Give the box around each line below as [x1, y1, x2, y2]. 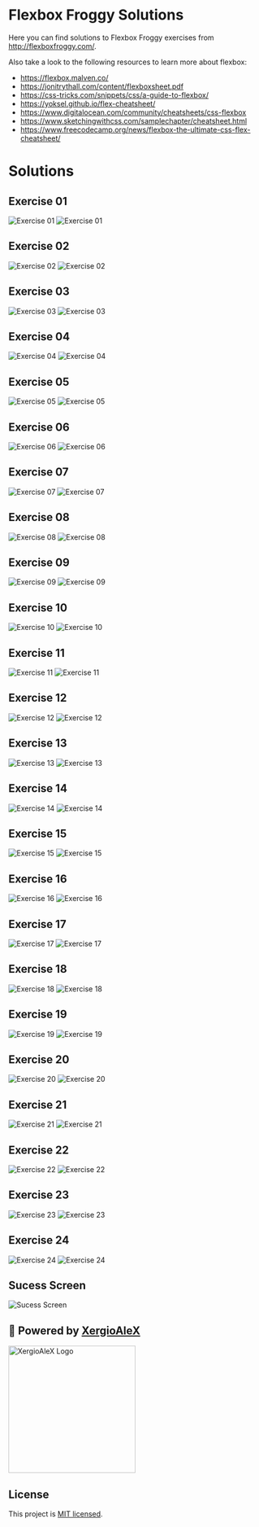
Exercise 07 [8, 466, 69, 479]
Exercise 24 [8, 1233, 70, 1247]
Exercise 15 [8, 826, 67, 840]
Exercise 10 [8, 601, 67, 615]
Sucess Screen [8, 1279, 87, 1293]
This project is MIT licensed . [8, 1509, 103, 1519]
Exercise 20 [8, 1052, 70, 1066]
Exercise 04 [8, 330, 71, 343]
